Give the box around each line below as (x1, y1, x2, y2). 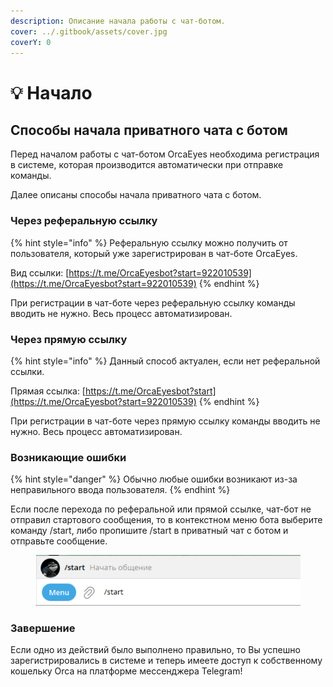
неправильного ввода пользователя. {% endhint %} (10, 484, 231, 496)
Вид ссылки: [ (10, 266, 70, 279)
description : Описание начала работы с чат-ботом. (10, 16, 226, 26)
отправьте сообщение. (10, 535, 108, 547)
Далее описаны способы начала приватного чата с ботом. (10, 189, 262, 201)
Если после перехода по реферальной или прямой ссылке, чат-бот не (10, 503, 312, 515)
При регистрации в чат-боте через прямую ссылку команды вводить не (10, 415, 321, 427)
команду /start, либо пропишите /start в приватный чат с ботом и (10, 525, 289, 537)
